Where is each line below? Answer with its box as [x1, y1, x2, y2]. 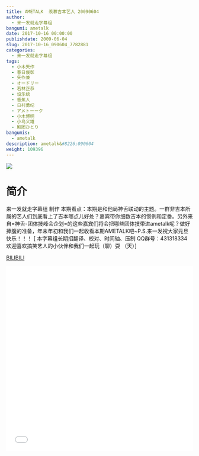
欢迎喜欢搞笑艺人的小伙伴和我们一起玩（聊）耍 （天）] [6, 242, 137, 249]
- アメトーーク [11, 108, 43, 114]
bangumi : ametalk [6, 25, 49, 31]
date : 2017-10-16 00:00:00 [6, 31, 73, 37]
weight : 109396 [6, 146, 44, 152]
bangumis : [6, 130, 31, 136]
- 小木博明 [11, 113, 35, 119]
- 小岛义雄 [11, 119, 35, 125]
